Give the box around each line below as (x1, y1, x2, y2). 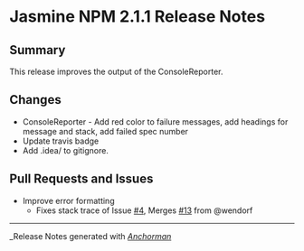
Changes (9, 92, 62, 107)
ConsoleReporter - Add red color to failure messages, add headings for (22, 116, 289, 127)
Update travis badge (22, 135, 100, 146)
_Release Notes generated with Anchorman (9, 230, 172, 241)
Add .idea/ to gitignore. (22, 144, 109, 155)
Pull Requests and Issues (9, 172, 154, 187)
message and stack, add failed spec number (22, 125, 188, 136)
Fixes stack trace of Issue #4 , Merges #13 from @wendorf (35, 205, 253, 216)
